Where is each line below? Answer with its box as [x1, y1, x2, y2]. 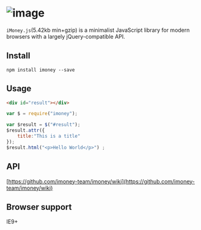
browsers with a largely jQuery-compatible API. [6, 32, 125, 40]
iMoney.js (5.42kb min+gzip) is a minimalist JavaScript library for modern [6, 26, 190, 34]
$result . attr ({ [6, 127, 45, 134]
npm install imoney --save [6, 67, 75, 73]
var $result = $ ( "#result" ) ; [6, 122, 81, 128]
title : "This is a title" [17, 133, 81, 139]
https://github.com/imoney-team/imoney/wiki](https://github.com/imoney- [8, 177, 196, 185]
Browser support [6, 202, 72, 212]
